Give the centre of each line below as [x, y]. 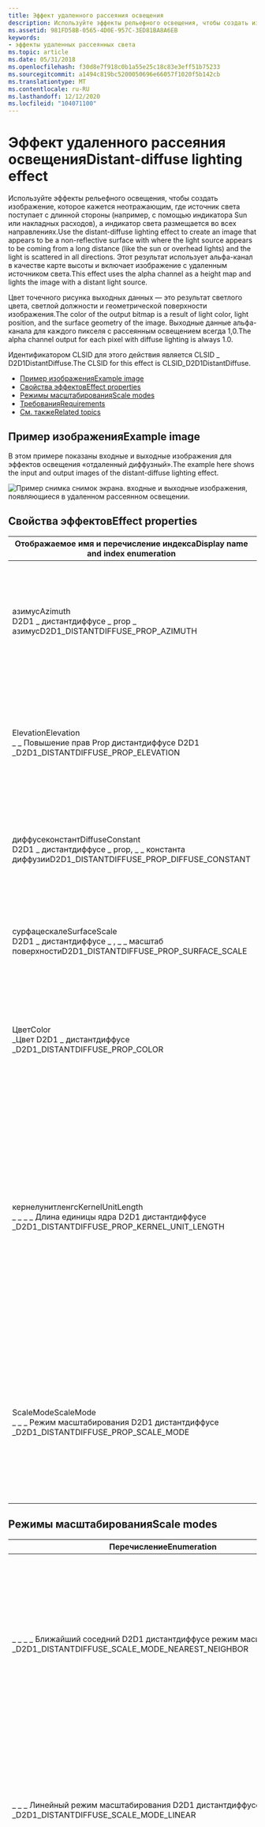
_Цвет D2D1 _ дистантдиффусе [71, 1039]
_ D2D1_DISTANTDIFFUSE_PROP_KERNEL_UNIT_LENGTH [118, 1227]
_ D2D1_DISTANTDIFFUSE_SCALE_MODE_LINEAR [104, 1814]
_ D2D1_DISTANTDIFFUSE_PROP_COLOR [88, 1049]
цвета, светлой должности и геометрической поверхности [108, 306]
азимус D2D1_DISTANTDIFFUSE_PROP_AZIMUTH [105, 631]
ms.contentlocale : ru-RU [49, 89]
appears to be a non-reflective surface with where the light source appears [130, 240]
